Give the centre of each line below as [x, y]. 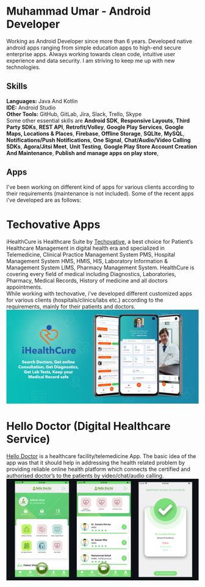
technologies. [23, 67]
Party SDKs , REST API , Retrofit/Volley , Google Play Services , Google [95, 127]
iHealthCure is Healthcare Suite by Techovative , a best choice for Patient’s [100, 241]
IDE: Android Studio [31, 108]
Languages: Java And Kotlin [42, 101]
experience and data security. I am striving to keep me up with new [91, 60]
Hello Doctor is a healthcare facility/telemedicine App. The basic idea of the [101, 456]
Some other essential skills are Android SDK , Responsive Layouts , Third [98, 120]
